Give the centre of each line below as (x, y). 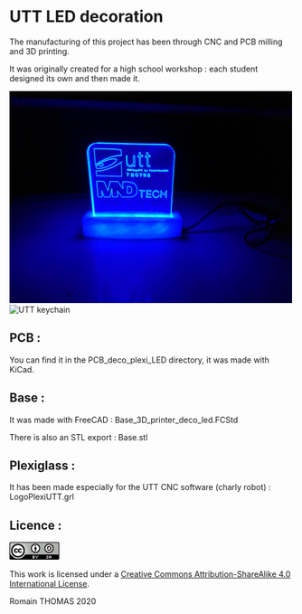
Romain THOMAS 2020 (53, 601)
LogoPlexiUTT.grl (42, 497)
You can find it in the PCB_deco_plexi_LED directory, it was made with (139, 360)
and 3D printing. (39, 51)
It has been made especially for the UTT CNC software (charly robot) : (140, 487)
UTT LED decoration (86, 17)
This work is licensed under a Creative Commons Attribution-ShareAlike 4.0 (150, 574)
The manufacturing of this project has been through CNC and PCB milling (146, 42)
